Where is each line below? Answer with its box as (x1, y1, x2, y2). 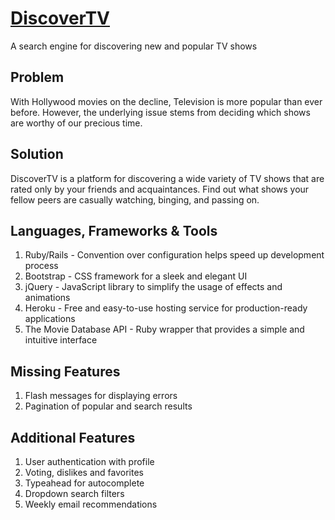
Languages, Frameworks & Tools (10, 222, 218, 239)
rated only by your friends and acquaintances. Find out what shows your (10, 183, 310, 195)
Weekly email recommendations (24, 498, 158, 510)
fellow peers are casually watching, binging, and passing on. (10, 193, 260, 206)
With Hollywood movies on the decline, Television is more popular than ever (10, 95, 323, 107)
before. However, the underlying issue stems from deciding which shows (10, 106, 311, 118)
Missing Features (10, 363, 121, 380)
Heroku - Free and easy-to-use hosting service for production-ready (24, 302, 308, 314)
